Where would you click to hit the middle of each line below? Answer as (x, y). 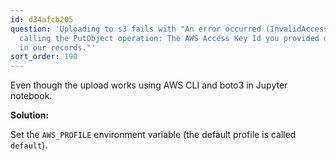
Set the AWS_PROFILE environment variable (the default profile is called (153, 135)
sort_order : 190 (44, 57)
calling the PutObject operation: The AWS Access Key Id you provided (169, 38)
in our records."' (58, 47)
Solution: (30, 115)
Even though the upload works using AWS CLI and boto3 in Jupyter (149, 85)
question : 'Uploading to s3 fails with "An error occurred (136, 29)
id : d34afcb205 (42, 19)
